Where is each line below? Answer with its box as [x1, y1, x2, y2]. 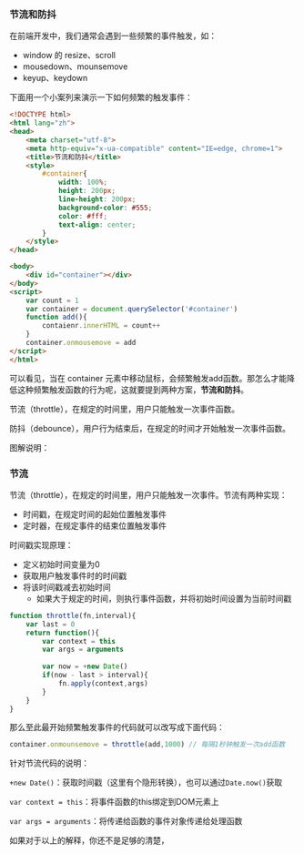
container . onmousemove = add [25, 339, 137, 348]
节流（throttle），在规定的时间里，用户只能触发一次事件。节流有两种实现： [9, 489, 289, 500]
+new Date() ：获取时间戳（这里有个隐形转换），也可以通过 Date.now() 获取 [9, 777, 283, 788]
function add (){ [25, 312, 88, 322]
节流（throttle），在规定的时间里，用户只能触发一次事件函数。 [9, 403, 240, 414]
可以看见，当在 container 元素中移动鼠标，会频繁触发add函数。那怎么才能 [9, 372, 288, 383]
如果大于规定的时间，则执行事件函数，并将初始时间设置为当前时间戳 [35, 593, 292, 604]
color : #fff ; [57, 211, 107, 220]
